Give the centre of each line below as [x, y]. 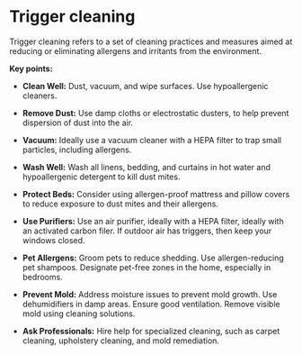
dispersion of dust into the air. [77, 123]
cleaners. [40, 96]
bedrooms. [42, 277]
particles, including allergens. [77, 150]
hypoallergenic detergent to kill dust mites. [101, 177]
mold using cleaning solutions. [79, 314]
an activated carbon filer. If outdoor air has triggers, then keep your [147, 231]
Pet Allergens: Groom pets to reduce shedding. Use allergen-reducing [153, 258]
